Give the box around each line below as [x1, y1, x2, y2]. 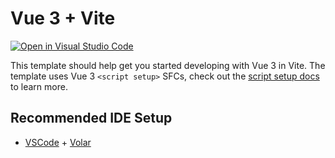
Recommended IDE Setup [10, 110, 173, 127]
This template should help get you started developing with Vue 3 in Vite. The [10, 59, 326, 71]
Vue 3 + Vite [10, 7, 116, 30]
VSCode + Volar [24, 136, 92, 148]
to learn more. [10, 80, 68, 92]
